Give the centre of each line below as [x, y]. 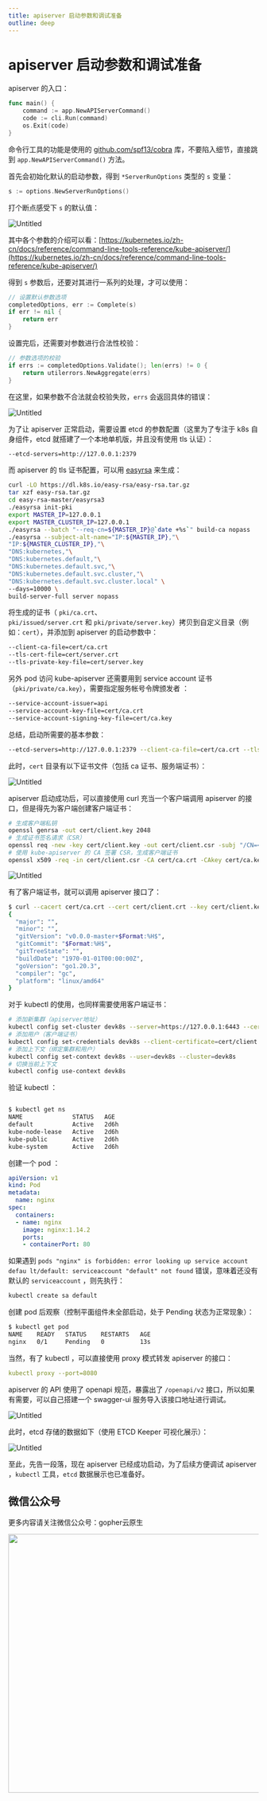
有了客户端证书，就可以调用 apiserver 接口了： [85, 892]
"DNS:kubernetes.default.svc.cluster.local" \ [87, 581]
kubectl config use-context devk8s [67, 1072]
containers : [35, 1215]
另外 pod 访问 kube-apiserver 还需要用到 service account [103, 678]
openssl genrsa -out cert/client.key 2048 [79, 830]
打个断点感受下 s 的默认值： [54, 207]
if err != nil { [35, 312]
